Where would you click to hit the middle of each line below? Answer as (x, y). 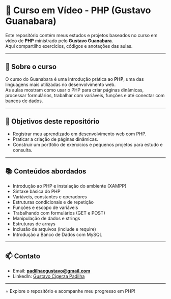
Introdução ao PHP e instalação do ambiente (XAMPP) (69, 186)
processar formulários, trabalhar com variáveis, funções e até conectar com (85, 95)
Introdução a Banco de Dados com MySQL (58, 235)
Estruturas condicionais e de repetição (53, 202)
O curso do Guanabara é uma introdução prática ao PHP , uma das (75, 79)
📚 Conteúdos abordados (46, 171)
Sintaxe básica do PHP (36, 191)
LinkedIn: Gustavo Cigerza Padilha (49, 276)
